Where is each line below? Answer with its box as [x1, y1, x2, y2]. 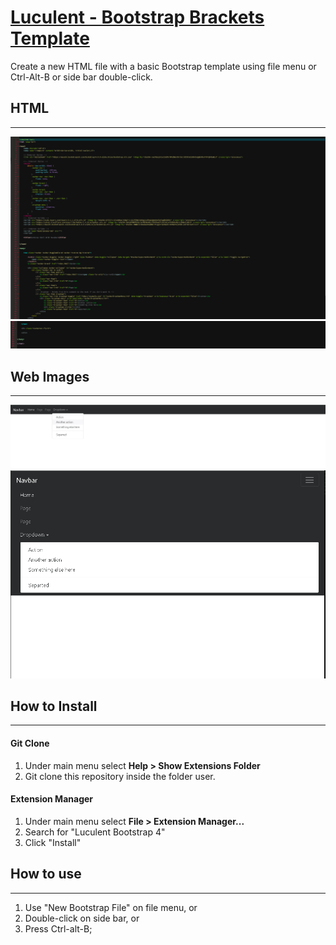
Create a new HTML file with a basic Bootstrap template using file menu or [10, 60, 317, 72]
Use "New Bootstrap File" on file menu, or [24, 901, 198, 913]
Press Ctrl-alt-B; [24, 922, 93, 935]
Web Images [10, 368, 90, 385]
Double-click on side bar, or [24, 912, 140, 924]
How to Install [10, 697, 98, 715]
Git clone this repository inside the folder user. [24, 770, 216, 782]
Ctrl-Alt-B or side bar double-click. [10, 71, 153, 83]
